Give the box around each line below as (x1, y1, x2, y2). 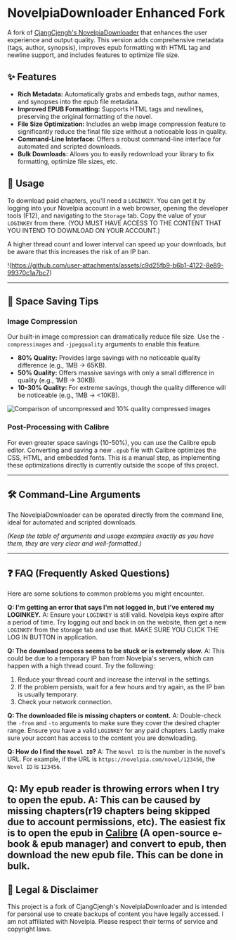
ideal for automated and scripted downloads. (7, 518, 137, 527)
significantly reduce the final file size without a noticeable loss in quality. (17, 127, 228, 135)
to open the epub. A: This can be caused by (7, 794, 202, 806)
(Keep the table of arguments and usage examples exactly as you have (7, 532, 214, 540)
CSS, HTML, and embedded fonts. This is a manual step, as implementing (7, 453, 221, 462)
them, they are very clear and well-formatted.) (7, 539, 142, 548)
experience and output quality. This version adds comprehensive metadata (7, 35, 224, 44)
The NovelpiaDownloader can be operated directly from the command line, (7, 510, 224, 519)
